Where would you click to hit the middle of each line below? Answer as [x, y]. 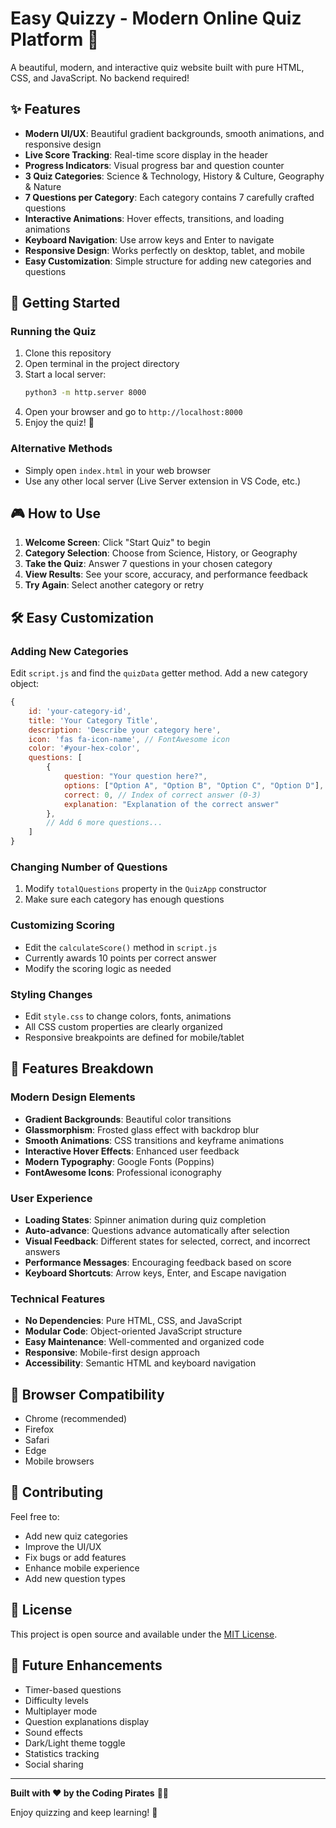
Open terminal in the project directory [102, 364]
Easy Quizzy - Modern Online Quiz [156, 18]
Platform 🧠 [55, 39]
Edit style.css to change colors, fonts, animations [128, 1016]
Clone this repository [68, 353]
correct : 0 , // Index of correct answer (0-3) [162, 795]
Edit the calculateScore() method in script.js [121, 947]
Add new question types [75, 1578]
